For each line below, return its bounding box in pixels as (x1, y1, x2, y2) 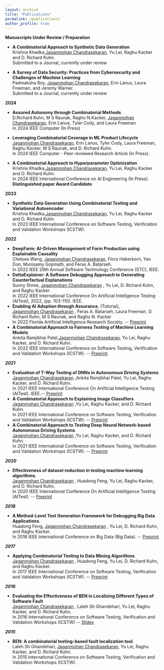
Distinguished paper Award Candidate (12, 181, 92, 187)
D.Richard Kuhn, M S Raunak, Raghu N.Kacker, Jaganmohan (12, 115, 134, 121)
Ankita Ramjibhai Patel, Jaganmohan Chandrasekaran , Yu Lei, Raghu (12, 335, 150, 341)
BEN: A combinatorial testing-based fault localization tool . (12, 638, 134, 644)
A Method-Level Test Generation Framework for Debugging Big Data (12, 513, 155, 519)
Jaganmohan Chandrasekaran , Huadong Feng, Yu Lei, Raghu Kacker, (12, 478, 154, 484)
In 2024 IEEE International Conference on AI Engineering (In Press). (12, 176, 149, 182)
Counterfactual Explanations (12, 277, 73, 283)
